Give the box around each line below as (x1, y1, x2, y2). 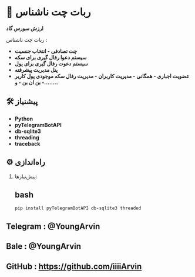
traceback (14, 140, 41, 147)
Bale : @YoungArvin (6, 241, 81, 252)
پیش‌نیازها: (14, 173, 38, 180)
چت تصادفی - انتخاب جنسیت (14, 47, 78, 55)
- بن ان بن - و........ (14, 79, 58, 86)
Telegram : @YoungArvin (6, 221, 100, 231)
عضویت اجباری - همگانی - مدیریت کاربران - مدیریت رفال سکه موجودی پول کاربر (14, 72, 190, 79)
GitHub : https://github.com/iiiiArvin (6, 261, 142, 271)
